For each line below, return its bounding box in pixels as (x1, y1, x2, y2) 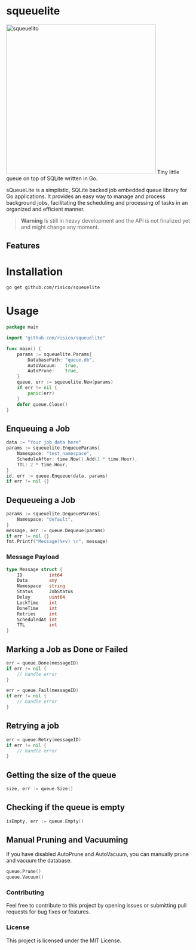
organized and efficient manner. (6, 205, 85, 213)
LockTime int (17, 600, 58, 606)
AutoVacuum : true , (27, 362, 79, 369)
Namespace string (17, 583, 66, 589)
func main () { (6, 345, 42, 351)
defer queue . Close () (17, 401, 68, 408)
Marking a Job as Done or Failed (6, 644, 128, 654)
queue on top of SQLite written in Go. (6, 175, 98, 182)
